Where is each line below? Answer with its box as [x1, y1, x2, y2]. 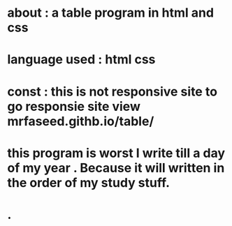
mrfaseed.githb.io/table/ [7, 113, 154, 129]
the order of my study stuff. [7, 174, 170, 190]
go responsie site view [7, 98, 141, 114]
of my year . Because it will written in [7, 160, 225, 176]
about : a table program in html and [7, 5, 215, 21]
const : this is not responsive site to [7, 84, 218, 99]
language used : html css [7, 52, 156, 68]
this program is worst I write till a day [7, 145, 226, 161]
